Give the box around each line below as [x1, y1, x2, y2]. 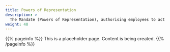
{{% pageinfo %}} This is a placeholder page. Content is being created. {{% [5, 36, 164, 42]
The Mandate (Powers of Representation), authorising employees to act [10, 17, 165, 22]
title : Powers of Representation [5, 7, 76, 13]
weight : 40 [5, 21, 29, 27]
